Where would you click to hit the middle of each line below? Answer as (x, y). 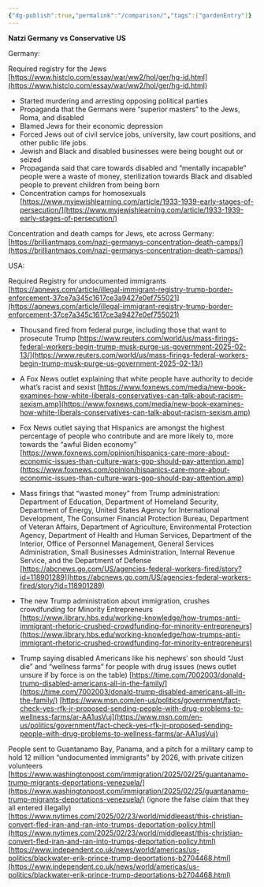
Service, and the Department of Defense (86, 560)
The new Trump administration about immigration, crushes (115, 600)
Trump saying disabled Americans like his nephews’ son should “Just (132, 658)
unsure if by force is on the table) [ (76, 675)
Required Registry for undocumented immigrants (87, 280)
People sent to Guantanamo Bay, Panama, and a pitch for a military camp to (131, 749)
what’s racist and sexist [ (60, 387)
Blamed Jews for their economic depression (91, 126)
